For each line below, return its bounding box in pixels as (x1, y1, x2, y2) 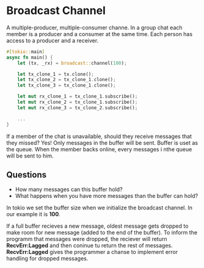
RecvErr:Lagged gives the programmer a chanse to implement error (6, 248, 178, 256)
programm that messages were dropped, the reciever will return (6, 236, 167, 243)
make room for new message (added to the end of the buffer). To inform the (6, 229, 197, 236)
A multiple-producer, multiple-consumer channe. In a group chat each (6, 24, 183, 31)
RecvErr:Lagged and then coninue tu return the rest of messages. (6, 242, 173, 249)
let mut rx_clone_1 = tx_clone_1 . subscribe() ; (17, 93, 138, 100)
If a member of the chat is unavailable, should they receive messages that (6, 132, 192, 140)
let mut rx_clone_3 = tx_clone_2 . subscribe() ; (17, 104, 138, 110)
